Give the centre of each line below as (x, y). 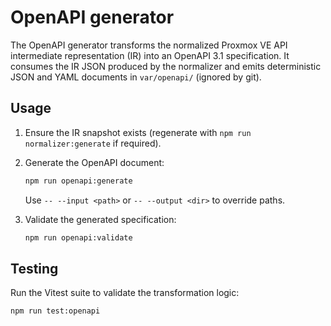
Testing (34, 268)
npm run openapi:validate (78, 237)
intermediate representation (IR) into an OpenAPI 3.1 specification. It (150, 55)
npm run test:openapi (55, 311)
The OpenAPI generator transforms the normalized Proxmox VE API (149, 45)
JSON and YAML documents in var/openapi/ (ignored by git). (136, 77)
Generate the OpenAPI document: (94, 162)
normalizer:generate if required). (93, 143)
